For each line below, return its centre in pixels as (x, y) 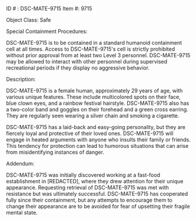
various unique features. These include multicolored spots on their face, (94, 97)
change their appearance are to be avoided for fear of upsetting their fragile (98, 206)
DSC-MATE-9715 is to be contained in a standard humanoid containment (94, 43)
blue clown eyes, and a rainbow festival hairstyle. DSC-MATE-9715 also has (98, 103)
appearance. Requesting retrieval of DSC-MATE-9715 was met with (88, 187)
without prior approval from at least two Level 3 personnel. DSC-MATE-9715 (98, 55)
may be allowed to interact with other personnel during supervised (87, 62)
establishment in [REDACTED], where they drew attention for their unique (95, 181)
